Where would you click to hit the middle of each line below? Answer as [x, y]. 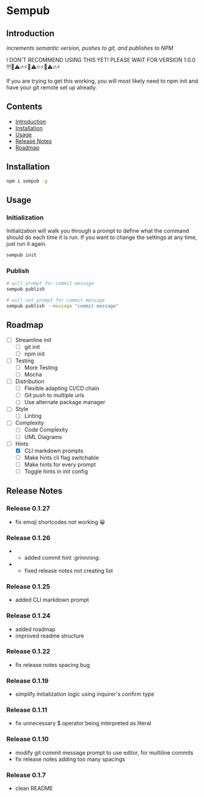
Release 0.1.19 [27, 681]
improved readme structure [49, 636]
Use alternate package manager [65, 402]
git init [32, 346]
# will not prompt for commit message [56, 300]
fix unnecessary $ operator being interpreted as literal [83, 723]
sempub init [21, 255]
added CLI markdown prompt [52, 600]
